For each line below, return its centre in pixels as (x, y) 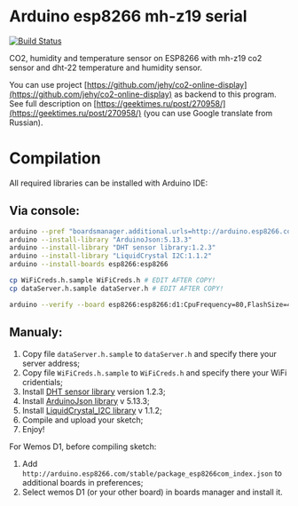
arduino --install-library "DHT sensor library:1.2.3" (113, 248)
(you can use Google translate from (208, 113)
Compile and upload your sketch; (82, 420)
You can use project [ (48, 84)
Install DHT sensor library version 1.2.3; (94, 391)
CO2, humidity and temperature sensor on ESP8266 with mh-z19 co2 (136, 58)
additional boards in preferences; (82, 482)
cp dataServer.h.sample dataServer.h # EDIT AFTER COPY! (117, 289)
